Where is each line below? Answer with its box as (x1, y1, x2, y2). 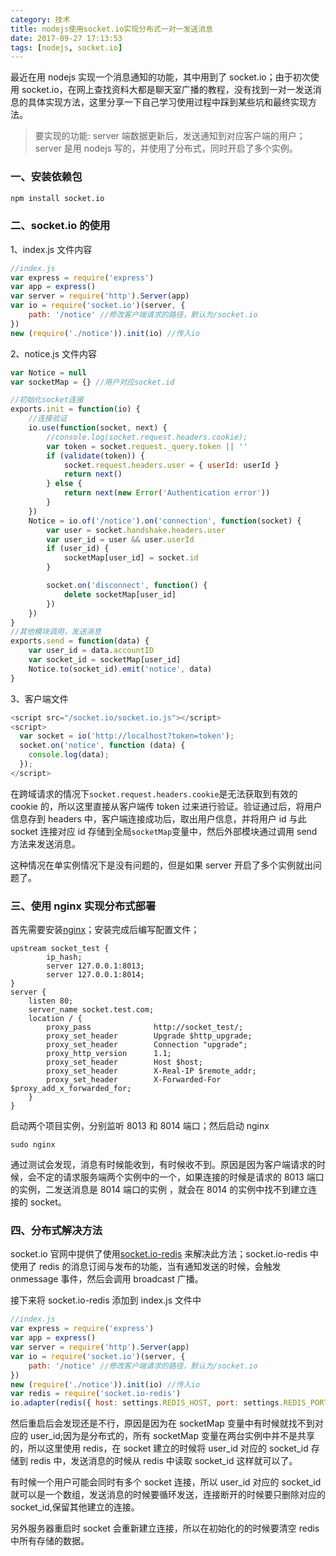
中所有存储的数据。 (10, 1535, 90, 1547)
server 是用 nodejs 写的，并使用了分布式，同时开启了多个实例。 (34, 142, 298, 155)
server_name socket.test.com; (28, 1005, 155, 1015)
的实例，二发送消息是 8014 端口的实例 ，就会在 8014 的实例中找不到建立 (10, 1184, 309, 1196)
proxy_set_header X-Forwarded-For (46, 1075, 222, 1085)
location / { (28, 1014, 83, 1024)
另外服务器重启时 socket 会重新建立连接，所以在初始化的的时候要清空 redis (10, 1522, 320, 1535)
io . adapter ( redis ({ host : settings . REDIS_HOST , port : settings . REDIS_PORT (10, 1398, 329, 1408)
